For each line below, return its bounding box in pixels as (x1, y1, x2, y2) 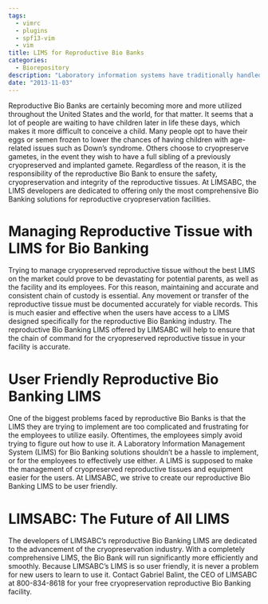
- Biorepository (15, 64, 69, 72)
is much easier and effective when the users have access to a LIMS (8, 308, 230, 318)
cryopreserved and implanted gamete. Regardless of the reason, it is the (8, 160, 246, 170)
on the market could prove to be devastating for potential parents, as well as (8, 274, 259, 284)
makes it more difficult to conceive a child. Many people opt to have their (8, 126, 248, 136)
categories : (8, 57, 48, 65)
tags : (8, 11, 26, 20)
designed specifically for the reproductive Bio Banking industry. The (8, 317, 232, 326)
